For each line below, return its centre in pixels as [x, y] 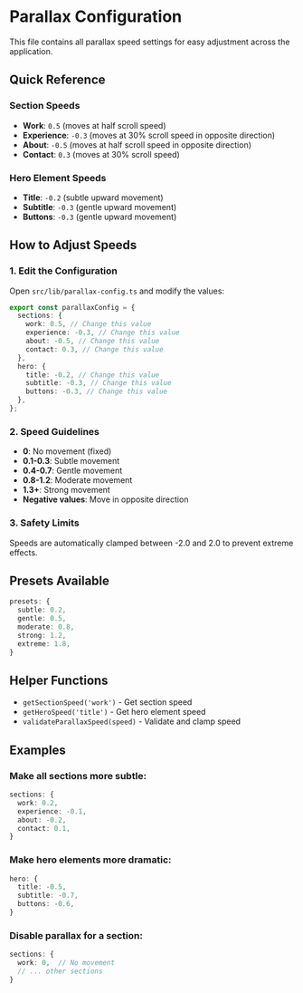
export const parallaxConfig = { [72, 307]
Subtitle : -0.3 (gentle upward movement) [99, 207]
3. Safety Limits [44, 523]
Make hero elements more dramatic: [90, 860]
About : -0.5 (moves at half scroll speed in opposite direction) [137, 145]
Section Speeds [45, 106]
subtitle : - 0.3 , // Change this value [99, 383]
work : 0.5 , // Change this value [89, 324]
